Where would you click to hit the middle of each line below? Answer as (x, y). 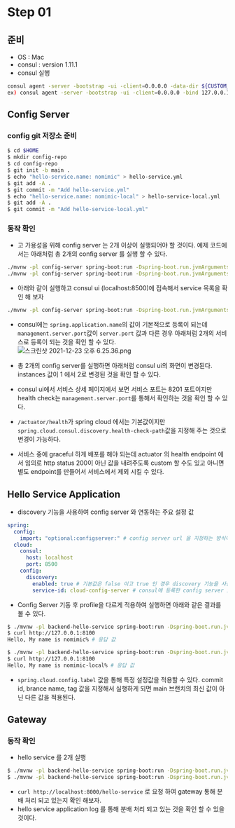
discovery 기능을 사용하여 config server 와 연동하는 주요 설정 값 (106, 512)
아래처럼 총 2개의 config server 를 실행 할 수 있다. (99, 254)
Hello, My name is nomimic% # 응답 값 (62, 640)
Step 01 (29, 12)
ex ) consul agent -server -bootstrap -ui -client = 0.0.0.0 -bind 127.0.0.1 (119, 93)
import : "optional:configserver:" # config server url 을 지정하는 (116, 538)
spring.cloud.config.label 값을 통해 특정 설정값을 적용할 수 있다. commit (120, 679)
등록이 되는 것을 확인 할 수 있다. (73, 342)
